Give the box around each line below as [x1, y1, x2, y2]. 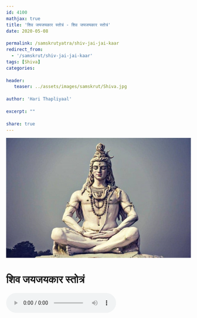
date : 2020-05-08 [6, 28, 49, 34]
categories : [6, 65, 35, 71]
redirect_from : [6, 47, 43, 53]
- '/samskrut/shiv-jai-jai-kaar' [11, 53, 93, 59]
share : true [6, 121, 35, 127]
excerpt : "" [6, 109, 35, 114]
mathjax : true [6, 15, 41, 22]
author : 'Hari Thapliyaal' [6, 96, 72, 102]
